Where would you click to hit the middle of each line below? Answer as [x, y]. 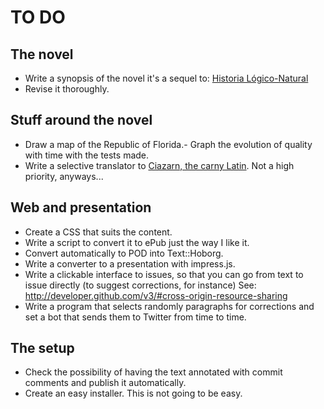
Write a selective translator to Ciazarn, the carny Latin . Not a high [159, 165]
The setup [42, 348]
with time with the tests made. [87, 155]
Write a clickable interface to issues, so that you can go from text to [164, 274]
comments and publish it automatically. [105, 383]
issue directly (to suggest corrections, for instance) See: [140, 285]
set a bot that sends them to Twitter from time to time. [135, 317]
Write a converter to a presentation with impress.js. [130, 263]
